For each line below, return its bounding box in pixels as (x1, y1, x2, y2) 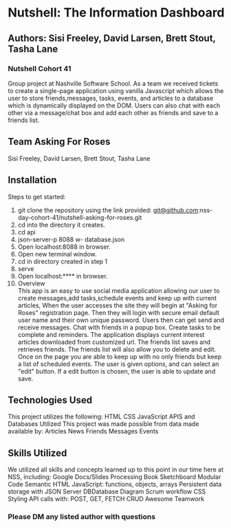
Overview (17, 279, 45, 287)
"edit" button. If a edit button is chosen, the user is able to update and (17, 367, 216, 375)
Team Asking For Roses (8, 136, 111, 148)
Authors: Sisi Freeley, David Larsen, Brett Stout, (8, 32, 216, 44)
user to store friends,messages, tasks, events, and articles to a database (8, 94, 214, 102)
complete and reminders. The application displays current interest (17, 330, 205, 338)
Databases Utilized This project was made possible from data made (8, 420, 199, 428)
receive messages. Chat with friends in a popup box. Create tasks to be (17, 323, 221, 332)
